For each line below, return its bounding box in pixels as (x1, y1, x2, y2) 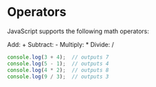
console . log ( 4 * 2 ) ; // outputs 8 (7, 66, 109, 73)
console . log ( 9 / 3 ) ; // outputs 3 (7, 73, 109, 80)
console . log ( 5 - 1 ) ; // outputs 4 (7, 60, 109, 67)
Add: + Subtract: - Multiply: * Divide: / (7, 40, 115, 48)
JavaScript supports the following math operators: (7, 27, 150, 35)
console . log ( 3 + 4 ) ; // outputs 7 (7, 53, 109, 61)
